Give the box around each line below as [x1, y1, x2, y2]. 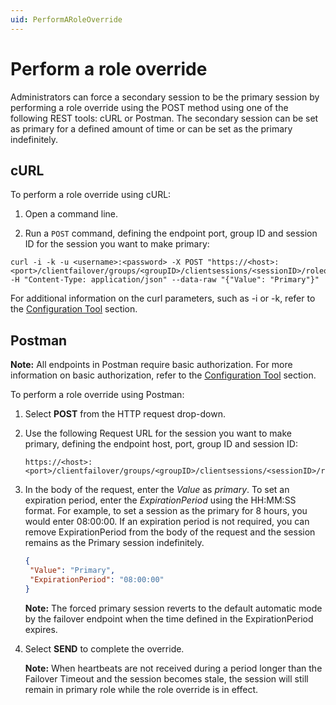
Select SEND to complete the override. [24, 642, 185, 655]
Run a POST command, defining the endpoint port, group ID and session [24, 227, 318, 240]
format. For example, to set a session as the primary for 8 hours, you [24, 505, 308, 517]
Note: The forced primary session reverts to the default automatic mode [24, 602, 323, 614]
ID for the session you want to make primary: [24, 238, 210, 250]
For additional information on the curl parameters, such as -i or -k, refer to [10, 292, 316, 305]
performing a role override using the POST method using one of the [10, 101, 289, 113]
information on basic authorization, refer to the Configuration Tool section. [10, 369, 317, 381]
